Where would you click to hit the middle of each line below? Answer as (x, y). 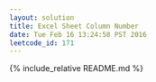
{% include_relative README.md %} (77, 68)
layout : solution (42, 18)
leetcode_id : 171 (42, 43)
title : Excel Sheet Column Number (74, 26)
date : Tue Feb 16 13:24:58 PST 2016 (78, 34)
